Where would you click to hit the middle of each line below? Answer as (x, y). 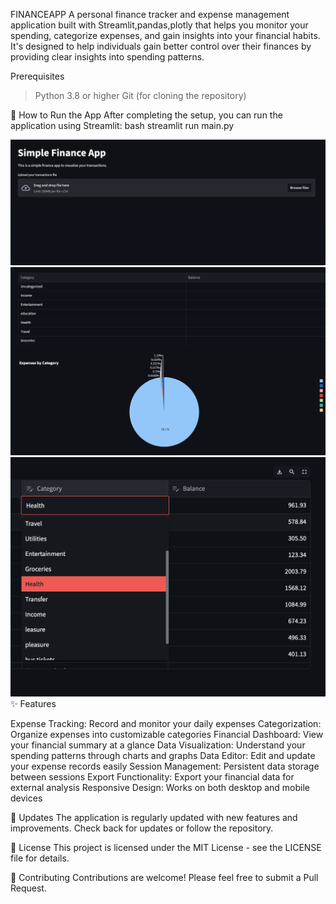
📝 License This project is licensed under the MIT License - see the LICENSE (166, 847)
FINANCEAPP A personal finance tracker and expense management (150, 14)
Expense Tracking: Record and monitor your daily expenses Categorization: (166, 723)
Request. (28, 888)
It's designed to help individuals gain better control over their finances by (161, 46)
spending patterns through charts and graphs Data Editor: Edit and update (163, 755)
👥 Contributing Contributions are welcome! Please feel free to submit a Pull (164, 877)
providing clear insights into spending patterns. (107, 57)
